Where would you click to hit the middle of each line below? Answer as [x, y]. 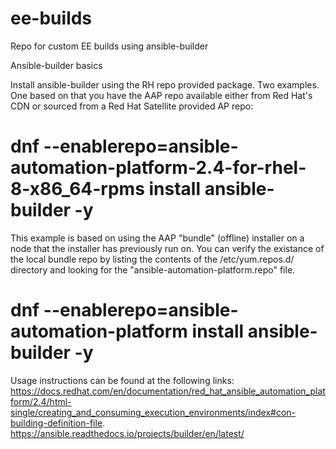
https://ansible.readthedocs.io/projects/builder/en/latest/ [127, 433]
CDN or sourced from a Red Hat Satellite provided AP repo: [132, 106]
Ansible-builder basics [56, 65]
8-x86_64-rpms [77, 189]
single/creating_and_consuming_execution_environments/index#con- [153, 412]
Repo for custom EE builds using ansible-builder [109, 46]
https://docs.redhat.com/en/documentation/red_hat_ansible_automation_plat [168, 391]
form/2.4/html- [41, 401]
